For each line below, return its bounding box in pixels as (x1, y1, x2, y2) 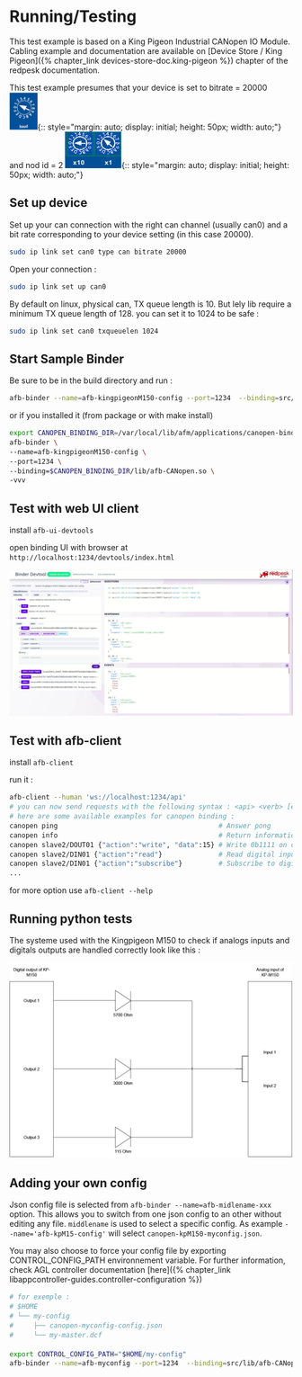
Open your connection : (9, 264, 97, 274)
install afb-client (9, 757, 74, 768)
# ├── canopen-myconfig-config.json (9, 1320, 164, 1330)
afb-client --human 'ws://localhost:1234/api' (9, 793, 187, 802)
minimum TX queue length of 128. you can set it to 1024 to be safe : (9, 308, 259, 318)
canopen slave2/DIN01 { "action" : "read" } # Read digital (9, 850, 276, 859)
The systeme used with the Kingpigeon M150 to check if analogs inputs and (9, 935, 290, 945)
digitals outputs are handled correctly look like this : (9, 944, 200, 955)
